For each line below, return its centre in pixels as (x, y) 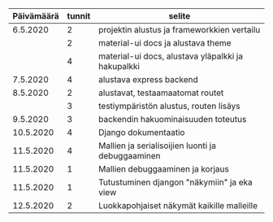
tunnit (79, 16)
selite (180, 16)
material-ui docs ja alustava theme (165, 43)
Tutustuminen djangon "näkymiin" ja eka (176, 182)
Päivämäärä (36, 16)
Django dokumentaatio (142, 132)
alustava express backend (149, 79)
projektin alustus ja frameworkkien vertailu (180, 30)
